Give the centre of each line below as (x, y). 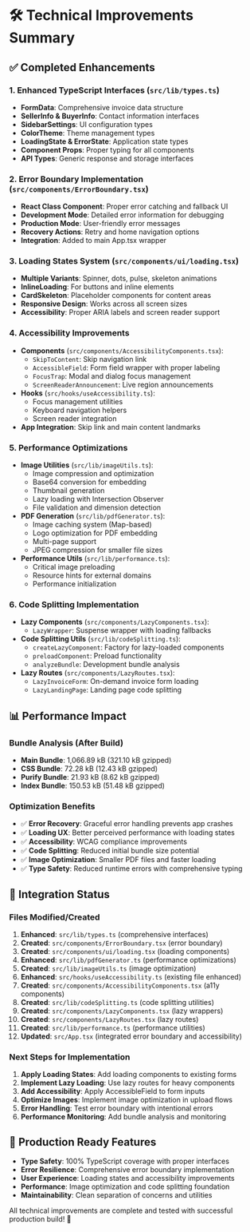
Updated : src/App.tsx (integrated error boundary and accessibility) (131, 1036)
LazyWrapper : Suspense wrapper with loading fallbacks (122, 630)
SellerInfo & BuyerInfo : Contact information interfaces (110, 116)
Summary (42, 38)
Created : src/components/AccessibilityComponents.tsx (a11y (120, 986)
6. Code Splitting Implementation (74, 604)
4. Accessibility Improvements (69, 333)
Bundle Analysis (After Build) (66, 742)
